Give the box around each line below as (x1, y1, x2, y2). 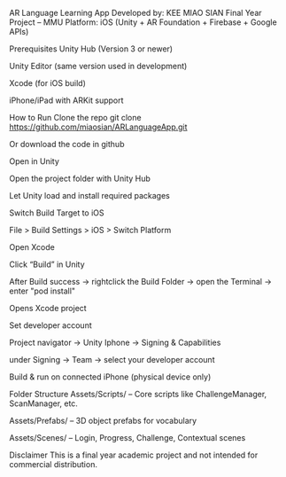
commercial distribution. (9, 459, 97, 469)
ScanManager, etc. (9, 398, 78, 409)
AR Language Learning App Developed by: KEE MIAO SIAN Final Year (9, 8, 263, 18)
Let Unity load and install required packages (9, 191, 170, 200)
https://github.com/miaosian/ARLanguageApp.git (9, 121, 188, 132)
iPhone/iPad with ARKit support (9, 95, 124, 106)
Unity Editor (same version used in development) (9, 61, 188, 71)
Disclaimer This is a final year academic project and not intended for (9, 450, 259, 460)
